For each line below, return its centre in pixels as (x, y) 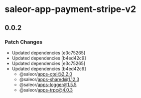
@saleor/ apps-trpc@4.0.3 (46, 90)
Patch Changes (24, 42)
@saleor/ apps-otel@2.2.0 (46, 74)
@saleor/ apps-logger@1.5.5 (48, 84)
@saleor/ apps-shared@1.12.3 (49, 79)
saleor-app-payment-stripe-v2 (70, 9)
